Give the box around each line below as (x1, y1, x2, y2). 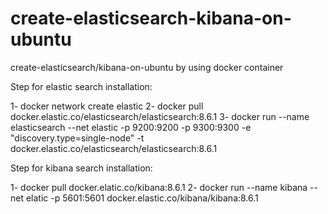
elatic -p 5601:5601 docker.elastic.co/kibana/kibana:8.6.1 (25, 192, 259, 204)
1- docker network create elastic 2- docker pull (10, 100, 204, 112)
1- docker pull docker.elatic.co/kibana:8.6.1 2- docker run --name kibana (10, 181, 308, 193)
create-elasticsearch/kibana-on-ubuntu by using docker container (10, 61, 284, 73)
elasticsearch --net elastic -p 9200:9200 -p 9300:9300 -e (10, 121, 252, 133)
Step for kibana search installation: (10, 162, 153, 174)
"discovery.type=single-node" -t (10, 132, 145, 144)
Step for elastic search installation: (10, 80, 153, 92)
